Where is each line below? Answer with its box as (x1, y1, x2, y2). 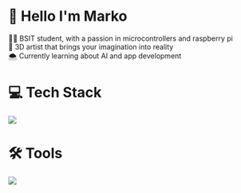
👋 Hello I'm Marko (8, 7, 128, 26)
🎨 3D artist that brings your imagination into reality (8, 41, 174, 51)
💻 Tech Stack (8, 84, 102, 102)
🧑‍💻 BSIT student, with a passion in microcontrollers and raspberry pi (8, 33, 233, 43)
